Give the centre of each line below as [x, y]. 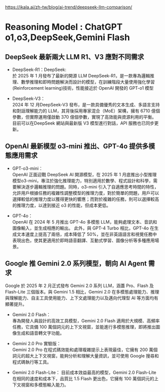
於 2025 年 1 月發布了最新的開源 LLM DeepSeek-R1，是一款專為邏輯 [81, 76]
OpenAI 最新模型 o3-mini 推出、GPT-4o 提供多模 [80, 147]
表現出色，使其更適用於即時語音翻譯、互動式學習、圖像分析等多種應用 [83, 240]
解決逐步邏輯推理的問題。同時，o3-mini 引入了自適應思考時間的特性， [88, 187]
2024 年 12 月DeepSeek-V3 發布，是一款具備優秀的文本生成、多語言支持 [86, 105]
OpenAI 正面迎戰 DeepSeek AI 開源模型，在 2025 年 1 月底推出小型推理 [84, 174]
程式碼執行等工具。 [32, 362]
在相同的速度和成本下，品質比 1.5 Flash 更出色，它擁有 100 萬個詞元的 [83, 378]
